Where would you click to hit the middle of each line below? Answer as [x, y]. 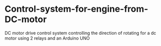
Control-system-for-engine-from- [77, 9]
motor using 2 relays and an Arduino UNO [47, 38]
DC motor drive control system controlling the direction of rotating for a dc [80, 33]
